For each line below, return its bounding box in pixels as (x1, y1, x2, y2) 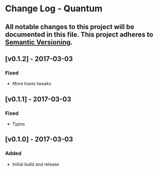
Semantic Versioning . (5, 38, 73, 46)
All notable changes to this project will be (5, 23, 134, 31)
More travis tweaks (12, 81, 52, 87)
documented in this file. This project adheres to (5, 30, 154, 38)
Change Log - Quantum (5, 3, 102, 14)
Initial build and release (12, 161, 60, 167)
